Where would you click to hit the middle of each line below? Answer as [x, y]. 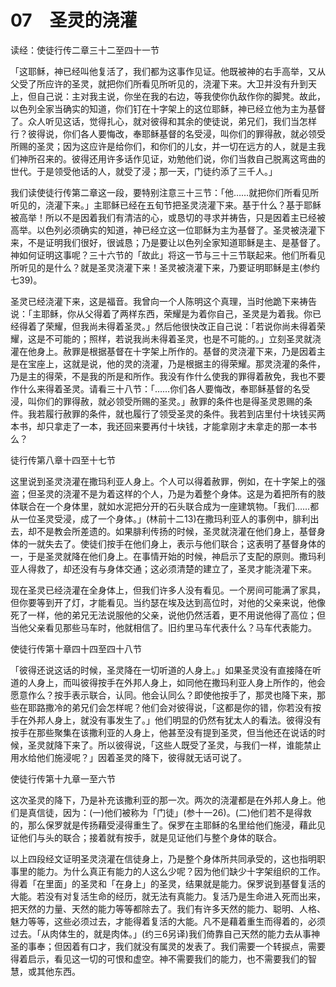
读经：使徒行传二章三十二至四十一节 [85, 50]
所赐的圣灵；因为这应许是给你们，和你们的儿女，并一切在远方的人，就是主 [163, 146]
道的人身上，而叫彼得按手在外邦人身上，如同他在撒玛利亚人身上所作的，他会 [168, 682]
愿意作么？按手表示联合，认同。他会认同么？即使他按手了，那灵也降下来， [163, 695]
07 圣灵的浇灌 [74, 20]
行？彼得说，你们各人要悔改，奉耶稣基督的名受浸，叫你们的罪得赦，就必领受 [168, 133]
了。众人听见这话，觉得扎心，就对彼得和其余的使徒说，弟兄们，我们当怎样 [163, 121]
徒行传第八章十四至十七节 [63, 460]
